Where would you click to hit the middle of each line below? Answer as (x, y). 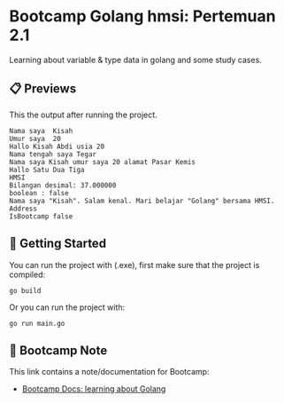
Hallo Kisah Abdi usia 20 (57, 146)
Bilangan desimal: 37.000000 (63, 185)
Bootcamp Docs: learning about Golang (94, 389)
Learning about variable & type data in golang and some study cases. (136, 59)
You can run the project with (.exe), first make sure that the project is (134, 265)
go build (25, 290)
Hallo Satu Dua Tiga (47, 170)
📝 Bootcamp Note (58, 350)
